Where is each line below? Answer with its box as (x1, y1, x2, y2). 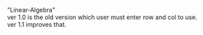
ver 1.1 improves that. (7, 21, 67, 28)
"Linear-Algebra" (7, 6, 55, 14)
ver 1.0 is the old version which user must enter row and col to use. (7, 13, 198, 21)
